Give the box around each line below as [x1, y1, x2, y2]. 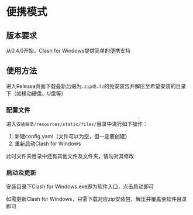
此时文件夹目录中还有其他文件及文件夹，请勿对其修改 [6, 153, 135, 160]
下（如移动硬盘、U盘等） [6, 90, 67, 97]
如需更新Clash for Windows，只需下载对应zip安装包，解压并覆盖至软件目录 [6, 196, 187, 203]
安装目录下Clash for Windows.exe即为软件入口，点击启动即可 [6, 183, 154, 190]
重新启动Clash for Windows [14, 140, 81, 147]
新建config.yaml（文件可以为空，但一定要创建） [14, 133, 130, 140]
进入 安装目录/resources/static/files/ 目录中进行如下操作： [6, 121, 148, 128]
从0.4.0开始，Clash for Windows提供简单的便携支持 [6, 47, 131, 54]
